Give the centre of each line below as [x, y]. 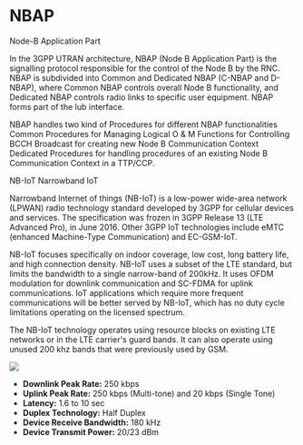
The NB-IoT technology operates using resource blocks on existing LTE [142, 330]
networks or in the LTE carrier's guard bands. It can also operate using [142, 339]
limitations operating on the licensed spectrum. [98, 312]
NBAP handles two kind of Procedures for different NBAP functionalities [144, 124]
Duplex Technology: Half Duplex [84, 412]
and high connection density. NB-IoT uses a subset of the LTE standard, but [151, 263]
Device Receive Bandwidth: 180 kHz [92, 422]
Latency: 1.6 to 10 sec [64, 403]
